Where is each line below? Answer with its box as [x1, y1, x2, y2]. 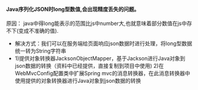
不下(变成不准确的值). [6, 27, 59, 35]
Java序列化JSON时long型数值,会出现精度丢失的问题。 [6, 5, 140, 13]
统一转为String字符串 [14, 48, 67, 55]
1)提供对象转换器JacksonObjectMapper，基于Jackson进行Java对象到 [14, 55, 186, 62]
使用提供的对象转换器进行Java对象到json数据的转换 [14, 77, 142, 85]
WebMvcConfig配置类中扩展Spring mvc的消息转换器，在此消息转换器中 [14, 70, 190, 77]
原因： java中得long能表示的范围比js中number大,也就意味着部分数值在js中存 [6, 20, 192, 27]
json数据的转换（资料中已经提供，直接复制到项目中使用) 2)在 [14, 63, 164, 70]
